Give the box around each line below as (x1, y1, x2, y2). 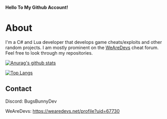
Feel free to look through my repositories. (5, 50, 93, 56)
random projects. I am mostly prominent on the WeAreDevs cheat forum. (5, 44, 159, 51)
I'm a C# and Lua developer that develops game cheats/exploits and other (5, 39, 162, 45)
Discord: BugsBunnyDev (5, 98, 57, 104)
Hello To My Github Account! (5, 5, 68, 10)
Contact (5, 84, 32, 93)
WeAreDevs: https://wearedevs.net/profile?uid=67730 (5, 108, 120, 114)
